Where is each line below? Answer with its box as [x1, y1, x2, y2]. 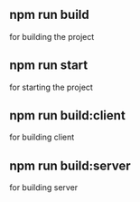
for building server [9, 182, 79, 193]
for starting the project [9, 82, 93, 92]
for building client [9, 131, 75, 143]
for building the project [9, 31, 95, 42]
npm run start [9, 58, 89, 73]
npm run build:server [9, 158, 131, 173]
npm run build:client [9, 108, 126, 123]
